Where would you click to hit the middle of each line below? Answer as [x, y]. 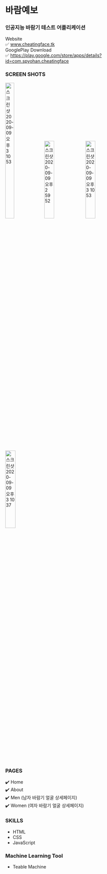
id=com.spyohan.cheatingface [37, 61]
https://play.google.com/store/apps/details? [56, 55]
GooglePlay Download [28, 50]
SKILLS [14, 821]
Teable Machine [29, 866]
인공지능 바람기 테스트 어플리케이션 [45, 27]
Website [14, 39]
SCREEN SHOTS [25, 74]
